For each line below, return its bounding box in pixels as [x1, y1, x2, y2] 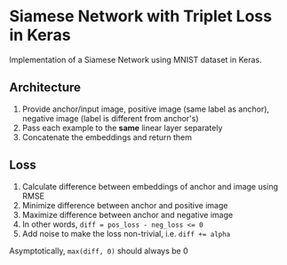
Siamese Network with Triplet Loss [9, 6, 273, 27]
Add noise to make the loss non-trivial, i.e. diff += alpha [21, 228, 231, 238]
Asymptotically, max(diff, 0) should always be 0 [9, 246, 188, 256]
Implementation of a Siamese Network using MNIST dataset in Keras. [9, 54, 262, 65]
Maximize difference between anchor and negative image [21, 209, 234, 220]
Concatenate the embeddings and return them [21, 131, 193, 143]
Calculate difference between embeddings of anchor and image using [21, 181, 278, 191]
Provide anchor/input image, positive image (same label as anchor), [21, 104, 269, 114]
